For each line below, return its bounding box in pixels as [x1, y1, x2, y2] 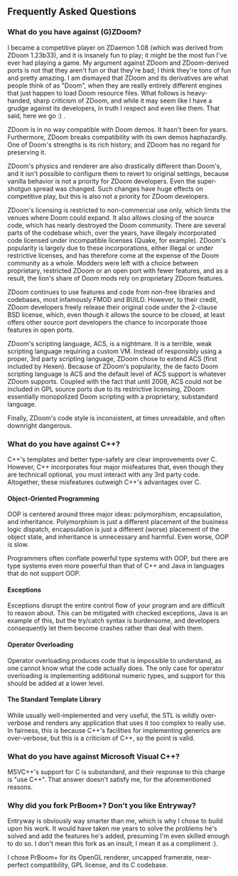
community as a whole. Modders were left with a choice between [7, 259, 199, 267]
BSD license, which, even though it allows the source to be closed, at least [7, 310, 225, 319]
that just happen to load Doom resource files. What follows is [7, 88, 186, 97]
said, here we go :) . [7, 111, 66, 120]
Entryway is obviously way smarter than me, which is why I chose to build [7, 817, 223, 825]
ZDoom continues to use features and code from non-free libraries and [7, 288, 215, 296]
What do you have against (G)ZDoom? [7, 27, 142, 37]
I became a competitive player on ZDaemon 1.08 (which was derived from [7, 43, 224, 52]
